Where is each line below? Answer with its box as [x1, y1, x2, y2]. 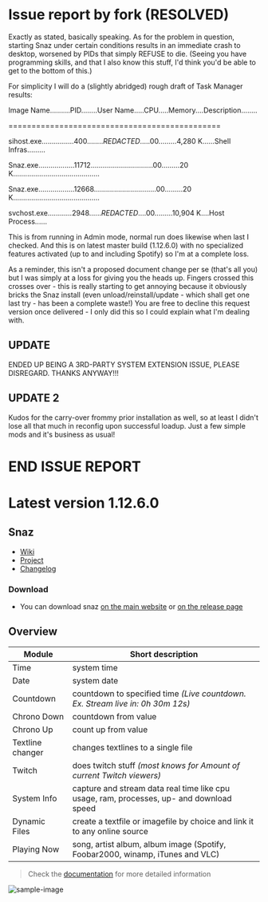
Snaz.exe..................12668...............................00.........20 [8, 184, 192, 193]
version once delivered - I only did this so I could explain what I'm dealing [8, 307, 250, 316]
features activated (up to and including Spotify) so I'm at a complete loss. [8, 249, 250, 259]
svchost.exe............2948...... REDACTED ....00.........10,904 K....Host [8, 208, 225, 217]
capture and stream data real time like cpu [72, 782, 230, 793]
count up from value [72, 724, 148, 735]
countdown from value [72, 710, 157, 722]
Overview [8, 625, 58, 639]
